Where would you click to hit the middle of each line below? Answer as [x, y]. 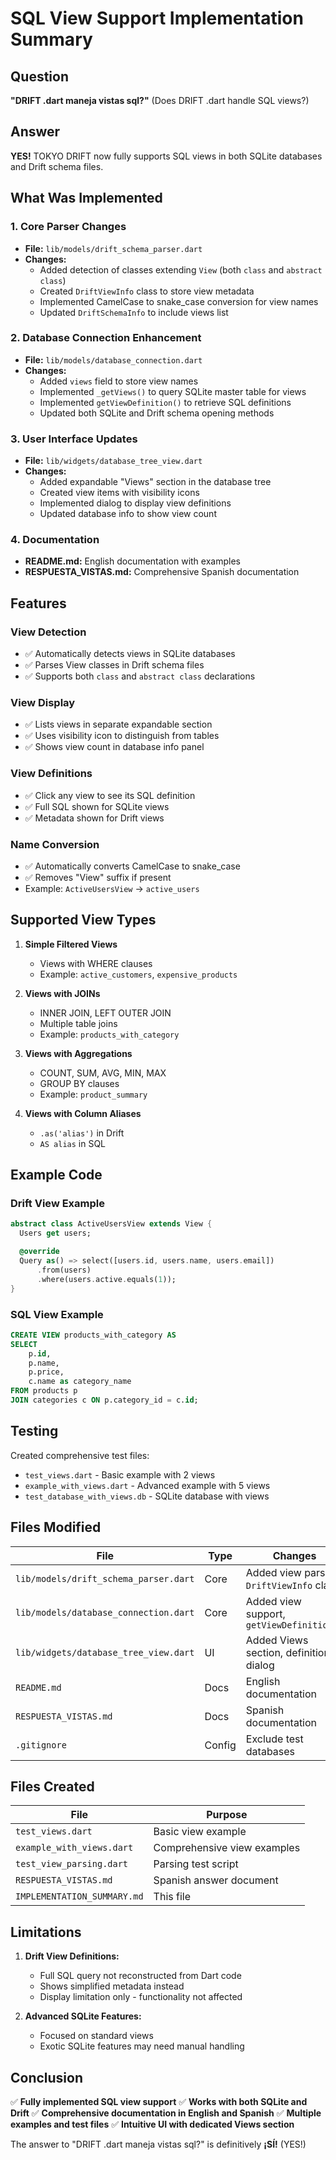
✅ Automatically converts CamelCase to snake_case [132, 866]
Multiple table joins [78, 1023]
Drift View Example [57, 1204]
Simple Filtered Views [71, 944]
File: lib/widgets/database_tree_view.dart [113, 461]
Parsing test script [196, 1864]
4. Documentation [55, 540]
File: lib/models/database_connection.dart [113, 359]
